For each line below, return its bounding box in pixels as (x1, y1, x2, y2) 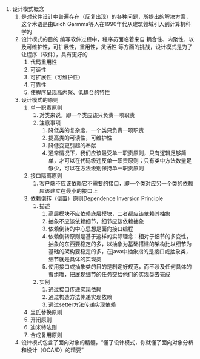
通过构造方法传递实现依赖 (48, 294, 112, 300)
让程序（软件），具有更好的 (21, 51, 88, 58)
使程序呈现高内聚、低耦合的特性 (30, 89, 110, 96)
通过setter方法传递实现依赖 (48, 301, 116, 308)
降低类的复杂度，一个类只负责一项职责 (48, 127, 144, 133)
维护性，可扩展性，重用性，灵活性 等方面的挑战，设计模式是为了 (32, 43, 193, 50)
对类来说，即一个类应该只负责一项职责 (39, 112, 135, 118)
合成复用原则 (30, 331, 62, 338)
